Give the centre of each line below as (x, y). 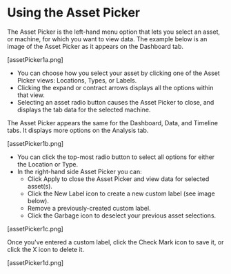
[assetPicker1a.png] (35, 59)
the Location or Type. (48, 164)
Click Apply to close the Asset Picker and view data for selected (118, 179)
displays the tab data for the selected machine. (84, 109)
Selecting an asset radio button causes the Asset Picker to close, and (115, 102)
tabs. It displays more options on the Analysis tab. (78, 130)
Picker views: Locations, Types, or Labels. (77, 80)
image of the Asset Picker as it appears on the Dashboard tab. (96, 46)
